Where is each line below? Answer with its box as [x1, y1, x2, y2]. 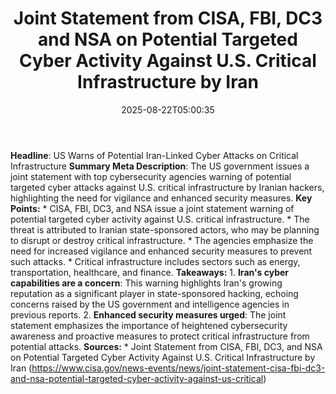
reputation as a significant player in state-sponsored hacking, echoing [10, 287, 299, 299]
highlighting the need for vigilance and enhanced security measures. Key [10, 192, 313, 204]
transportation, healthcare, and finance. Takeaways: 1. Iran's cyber [10, 266, 290, 278]
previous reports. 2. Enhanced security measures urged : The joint [10, 308, 287, 321]
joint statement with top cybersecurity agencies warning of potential [10, 170, 292, 182]
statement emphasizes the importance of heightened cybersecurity [10, 319, 288, 331]
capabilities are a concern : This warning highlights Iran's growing [10, 277, 283, 289]
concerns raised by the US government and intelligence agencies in [10, 298, 290, 310]
